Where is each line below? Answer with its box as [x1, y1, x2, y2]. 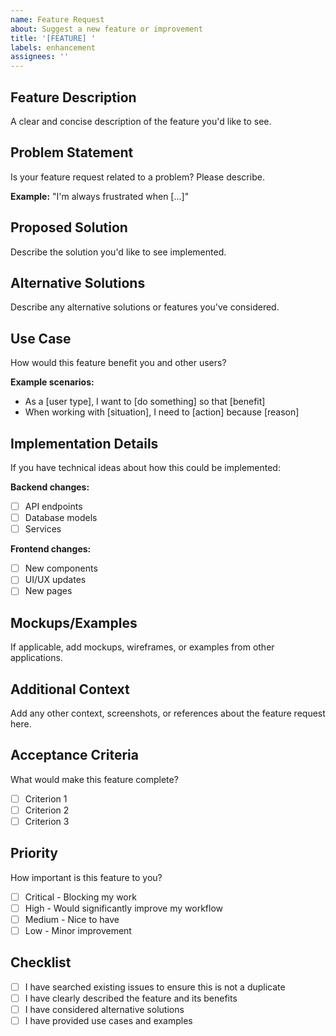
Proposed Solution [10, 219, 128, 236]
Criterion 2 [24, 804, 70, 816]
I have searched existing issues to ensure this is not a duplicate [24, 981, 286, 993]
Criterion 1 [24, 792, 68, 805]
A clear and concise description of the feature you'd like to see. [10, 115, 272, 127]
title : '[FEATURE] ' [10, 33, 97, 43]
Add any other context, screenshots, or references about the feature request [10, 707, 326, 719]
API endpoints [24, 501, 83, 512]
